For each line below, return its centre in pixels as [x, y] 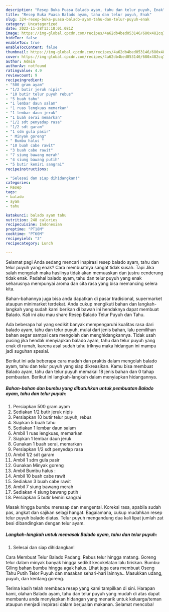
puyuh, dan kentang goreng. [35, 578]
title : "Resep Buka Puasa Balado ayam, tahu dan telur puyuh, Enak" [79, 15]
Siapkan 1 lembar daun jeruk [42, 438]
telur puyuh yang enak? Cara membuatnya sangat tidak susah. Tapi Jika [80, 267]
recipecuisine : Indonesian [34, 224]
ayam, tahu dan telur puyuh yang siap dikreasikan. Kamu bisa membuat [79, 366]
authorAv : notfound [26, 66]
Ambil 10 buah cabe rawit [39, 476]
